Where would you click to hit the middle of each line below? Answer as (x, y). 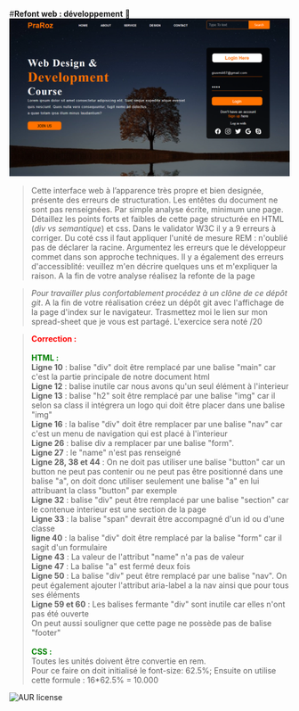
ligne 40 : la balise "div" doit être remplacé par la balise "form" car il (156, 537)
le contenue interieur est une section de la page (118, 509)
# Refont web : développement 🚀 (70, 14)
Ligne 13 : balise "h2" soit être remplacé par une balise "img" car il (153, 395)
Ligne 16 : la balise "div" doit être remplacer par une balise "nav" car (157, 424)
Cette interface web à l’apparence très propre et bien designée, (147, 190)
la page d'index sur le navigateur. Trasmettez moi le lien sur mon (149, 311)
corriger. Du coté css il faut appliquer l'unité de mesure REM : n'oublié (159, 237)
